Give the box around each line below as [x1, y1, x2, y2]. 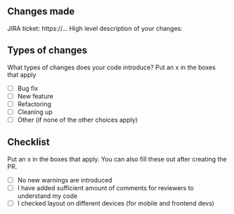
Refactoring [17, 99, 52, 108]
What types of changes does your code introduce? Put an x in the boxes [7, 63, 216, 71]
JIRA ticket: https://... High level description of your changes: [7, 24, 184, 32]
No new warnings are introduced [17, 176, 113, 184]
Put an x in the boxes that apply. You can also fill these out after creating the [7, 155, 227, 163]
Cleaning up [17, 108, 53, 116]
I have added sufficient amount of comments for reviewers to [17, 183, 194, 192]
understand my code [17, 192, 78, 200]
